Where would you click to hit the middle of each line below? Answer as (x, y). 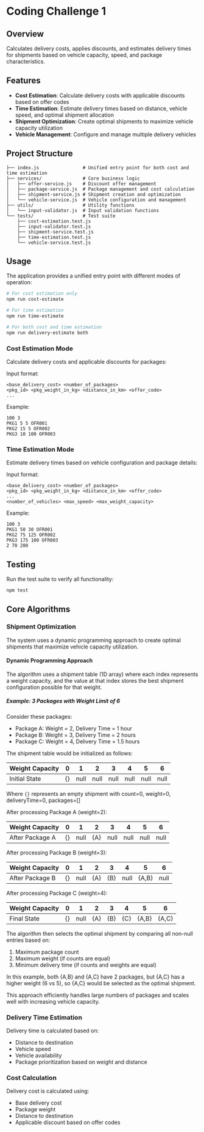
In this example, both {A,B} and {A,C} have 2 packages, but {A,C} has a (95, 977)
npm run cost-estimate (35, 300)
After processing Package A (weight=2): (57, 812)
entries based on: (28, 940)
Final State (24, 918)
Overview (25, 34)
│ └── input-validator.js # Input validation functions (83, 210)
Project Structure (40, 154)
